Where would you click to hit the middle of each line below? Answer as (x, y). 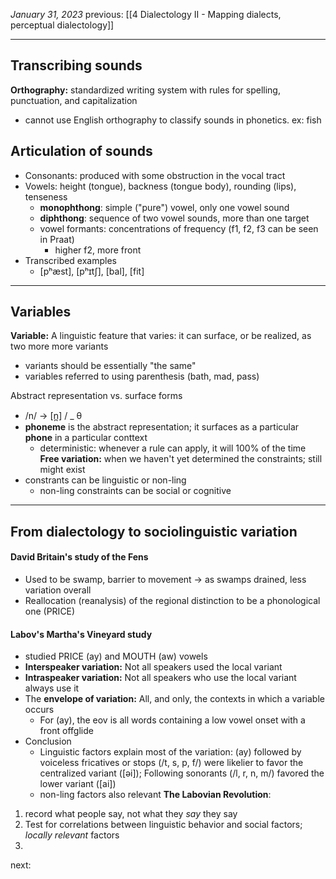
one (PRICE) (50, 611)
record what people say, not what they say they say (131, 814)
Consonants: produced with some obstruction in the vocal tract (155, 175)
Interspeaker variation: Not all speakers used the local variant (153, 667)
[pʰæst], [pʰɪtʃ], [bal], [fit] (92, 271)
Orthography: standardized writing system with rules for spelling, (145, 90)
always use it (52, 688)
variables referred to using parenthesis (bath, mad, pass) (142, 376)
